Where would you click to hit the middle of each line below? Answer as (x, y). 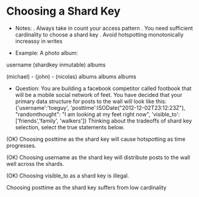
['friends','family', (37, 121)
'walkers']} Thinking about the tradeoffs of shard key (126, 121)
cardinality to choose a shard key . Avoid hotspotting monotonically (99, 34)
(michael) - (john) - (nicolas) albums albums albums (72, 76)
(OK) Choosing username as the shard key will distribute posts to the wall (98, 157)
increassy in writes (39, 41)
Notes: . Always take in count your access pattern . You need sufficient (104, 28)
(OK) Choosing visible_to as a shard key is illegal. (68, 176)
